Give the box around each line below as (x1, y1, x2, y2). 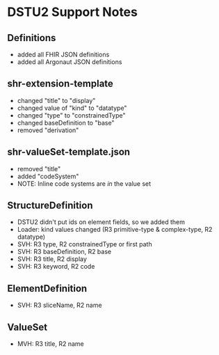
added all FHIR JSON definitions (17, 50, 110, 58)
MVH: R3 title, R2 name (17, 340, 85, 348)
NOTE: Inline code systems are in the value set (17, 179, 152, 188)
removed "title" (17, 164, 61, 173)
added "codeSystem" (17, 172, 79, 180)
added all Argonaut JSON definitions (17, 58, 122, 66)
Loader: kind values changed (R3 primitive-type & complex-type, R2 (17, 226, 213, 234)
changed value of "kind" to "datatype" (17, 104, 127, 112)
